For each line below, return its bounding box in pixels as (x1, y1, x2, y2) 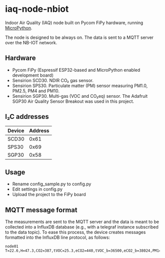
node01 (5, 244, 19, 249)
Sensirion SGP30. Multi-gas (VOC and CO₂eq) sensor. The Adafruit (12, 93, 148, 99)
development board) (12, 72, 54, 78)
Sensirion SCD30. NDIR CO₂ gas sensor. (12, 77, 94, 83)
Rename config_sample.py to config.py (12, 181, 92, 187)
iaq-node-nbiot (5, 3, 69, 15)
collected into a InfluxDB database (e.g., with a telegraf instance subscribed (5, 224, 159, 230)
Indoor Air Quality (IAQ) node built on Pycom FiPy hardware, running (5, 20, 143, 26)
